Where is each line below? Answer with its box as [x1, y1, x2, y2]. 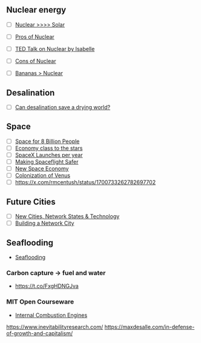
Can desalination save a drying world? [15, 103, 111, 111]
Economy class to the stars [15, 144, 83, 152]
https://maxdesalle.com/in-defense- [104, 323, 195, 330]
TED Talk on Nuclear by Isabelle [15, 45, 95, 52]
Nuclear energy [6, 5, 67, 15]
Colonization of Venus [15, 172, 71, 179]
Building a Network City [15, 219, 74, 227]
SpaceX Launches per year [15, 151, 83, 158]
